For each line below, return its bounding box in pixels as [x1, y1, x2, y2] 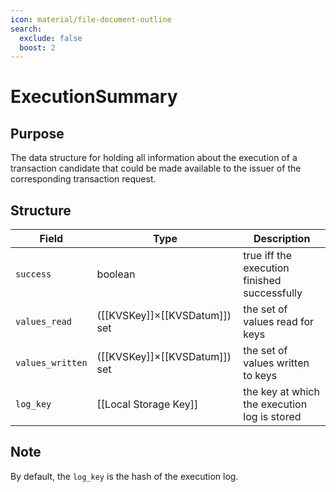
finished [243, 274, 282, 288]
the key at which [243, 385, 320, 399]
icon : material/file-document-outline [10, 14, 172, 25]
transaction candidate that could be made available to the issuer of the [10, 162, 302, 175]
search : [10, 24, 43, 34]
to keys [243, 369, 278, 383]
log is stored [243, 410, 302, 424]
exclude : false [19, 33, 83, 43]
